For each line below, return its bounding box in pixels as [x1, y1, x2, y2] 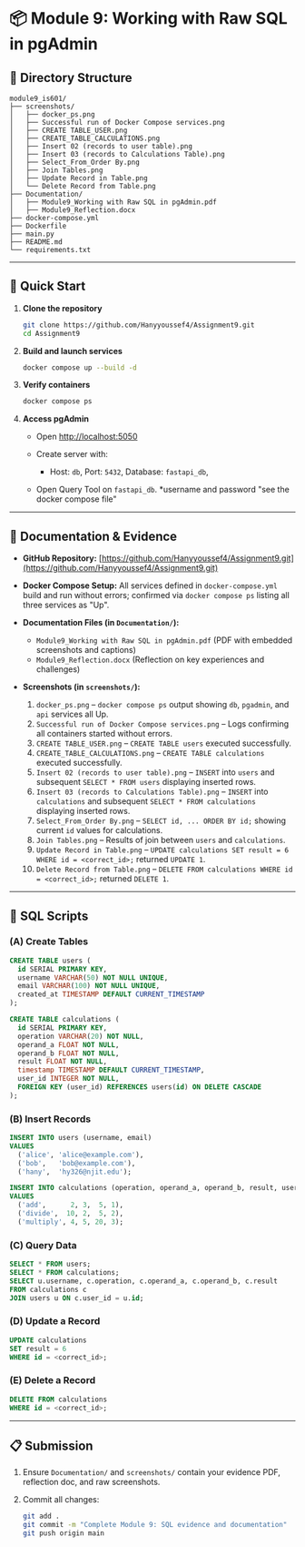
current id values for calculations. [35, 825, 163, 836]
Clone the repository [22, 302, 103, 313]
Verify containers [22, 380, 91, 391]
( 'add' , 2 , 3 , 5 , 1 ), [17, 1200, 124, 1210]
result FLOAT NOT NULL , [17, 1057, 107, 1066]
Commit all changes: [22, 1494, 100, 1505]
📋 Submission [9, 1438, 93, 1453]
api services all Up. [35, 708, 109, 720]
